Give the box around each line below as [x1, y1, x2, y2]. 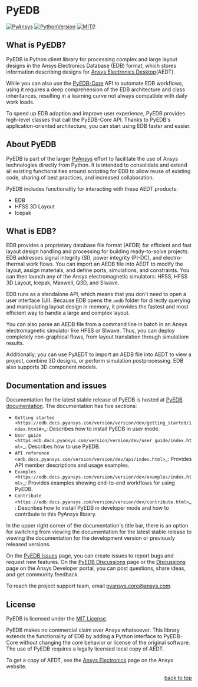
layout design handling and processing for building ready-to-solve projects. [6, 248, 190, 255]
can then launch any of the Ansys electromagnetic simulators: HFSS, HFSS [6, 273, 188, 280]
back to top [164, 675, 192, 681]
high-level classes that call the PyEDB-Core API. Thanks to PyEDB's [6, 116, 171, 123]
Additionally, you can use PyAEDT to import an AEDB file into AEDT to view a [6, 351, 192, 358]
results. [6, 340, 25, 347]
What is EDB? [6, 226, 57, 236]
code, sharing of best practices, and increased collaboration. [6, 174, 154, 181]
